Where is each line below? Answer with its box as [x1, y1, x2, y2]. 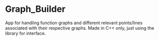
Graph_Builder [5, 3, 66, 15]
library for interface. [5, 30, 46, 36]
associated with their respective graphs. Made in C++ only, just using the [5, 25, 155, 31]
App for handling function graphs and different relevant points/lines [5, 20, 143, 26]
